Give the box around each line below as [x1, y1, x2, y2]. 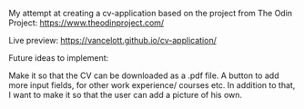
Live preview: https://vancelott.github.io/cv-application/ [8, 35, 218, 45]
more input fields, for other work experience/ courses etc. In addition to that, [8, 80, 296, 90]
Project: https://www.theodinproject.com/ [8, 17, 165, 28]
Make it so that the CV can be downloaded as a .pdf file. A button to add [8, 70, 279, 81]
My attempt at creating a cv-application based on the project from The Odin [8, 8, 293, 18]
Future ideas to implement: [8, 53, 109, 63]
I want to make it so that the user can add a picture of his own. [8, 90, 243, 100]
